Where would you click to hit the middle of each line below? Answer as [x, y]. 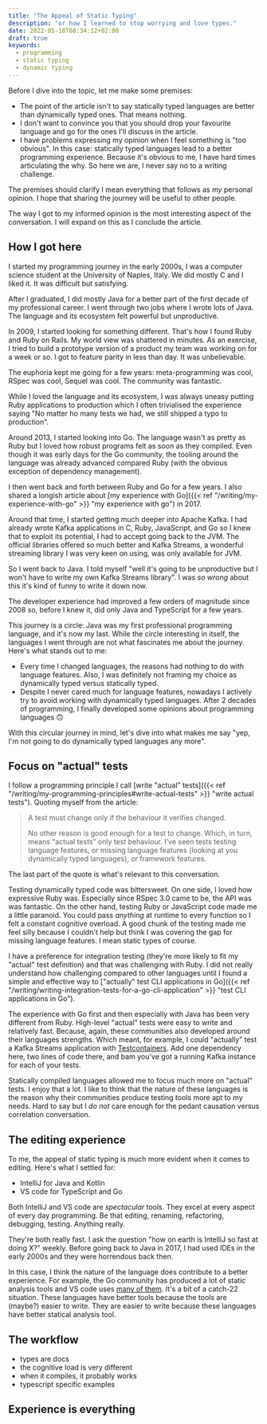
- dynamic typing [44, 68]
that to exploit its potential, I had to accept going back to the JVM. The [124, 536]
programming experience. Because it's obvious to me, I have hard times [138, 157]
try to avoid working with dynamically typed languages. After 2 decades [138, 700]
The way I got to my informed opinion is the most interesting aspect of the [130, 213]
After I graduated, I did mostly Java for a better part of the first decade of [128, 299]
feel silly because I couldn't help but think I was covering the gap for [120, 932]
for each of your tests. [45, 1065]
